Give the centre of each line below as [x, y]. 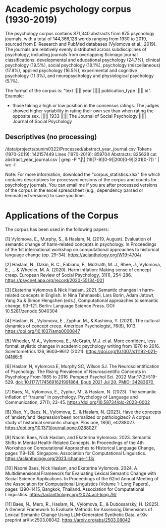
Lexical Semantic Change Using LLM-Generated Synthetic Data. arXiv [76, 515]
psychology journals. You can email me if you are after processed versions [81, 185]
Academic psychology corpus [68, 9]
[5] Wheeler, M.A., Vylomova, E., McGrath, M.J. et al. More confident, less [81, 341]
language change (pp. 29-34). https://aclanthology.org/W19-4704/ [73, 255]
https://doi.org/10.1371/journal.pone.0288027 [51, 428]
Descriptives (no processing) [51, 137]
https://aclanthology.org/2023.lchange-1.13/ [50, 458]
